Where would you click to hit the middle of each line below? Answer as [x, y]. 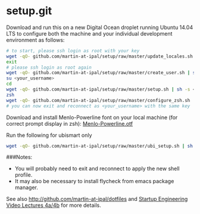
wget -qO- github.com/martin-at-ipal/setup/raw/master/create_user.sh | [98, 73]
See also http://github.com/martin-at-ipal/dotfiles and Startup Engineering [97, 199]
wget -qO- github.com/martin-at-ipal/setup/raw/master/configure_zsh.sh [98, 100]
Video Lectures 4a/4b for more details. [54, 205]
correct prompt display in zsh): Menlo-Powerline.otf [70, 123]
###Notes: [19, 157]
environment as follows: [35, 40]
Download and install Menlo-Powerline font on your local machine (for [92, 117]
